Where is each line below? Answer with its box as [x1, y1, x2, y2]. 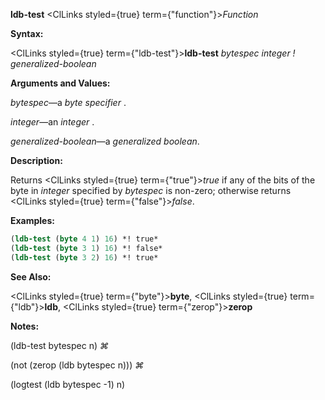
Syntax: [10, 28, 44, 39]
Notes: [10, 320, 40, 332]
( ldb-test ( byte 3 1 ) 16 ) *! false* [10, 243, 163, 253]
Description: [10, 155, 63, 166]
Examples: [10, 215, 55, 226]
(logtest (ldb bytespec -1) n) [10, 378, 126, 390]
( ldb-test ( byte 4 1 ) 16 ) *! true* [10, 234, 159, 244]
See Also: [10, 270, 52, 283]
